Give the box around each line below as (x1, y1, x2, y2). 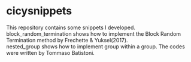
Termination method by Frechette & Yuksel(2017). (6, 36, 128, 44)
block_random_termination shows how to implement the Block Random (6, 30, 181, 37)
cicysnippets (6, 4, 72, 18)
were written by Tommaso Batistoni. (6, 49, 95, 56)
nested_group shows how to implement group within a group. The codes (6, 43, 186, 50)
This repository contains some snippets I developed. (6, 24, 136, 31)
